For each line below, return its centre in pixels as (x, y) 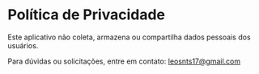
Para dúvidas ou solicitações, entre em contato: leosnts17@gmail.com (124, 61)
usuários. (23, 45)
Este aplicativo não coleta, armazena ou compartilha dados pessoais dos (129, 37)
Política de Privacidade (87, 15)
